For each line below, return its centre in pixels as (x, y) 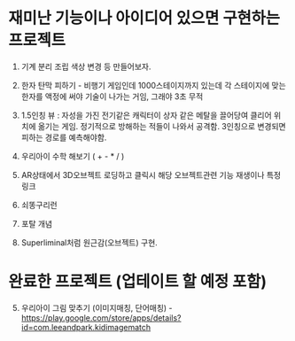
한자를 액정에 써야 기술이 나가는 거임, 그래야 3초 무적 (112, 96)
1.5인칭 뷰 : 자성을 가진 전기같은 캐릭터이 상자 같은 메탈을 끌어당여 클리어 (146, 115)
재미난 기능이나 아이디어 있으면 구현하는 (144, 18)
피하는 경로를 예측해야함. (64, 137)
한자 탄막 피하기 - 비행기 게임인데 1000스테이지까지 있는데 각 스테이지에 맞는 (154, 85)
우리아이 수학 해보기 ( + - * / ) (73, 156)
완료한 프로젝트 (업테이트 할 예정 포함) (138, 282)
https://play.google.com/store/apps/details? (101, 318)
